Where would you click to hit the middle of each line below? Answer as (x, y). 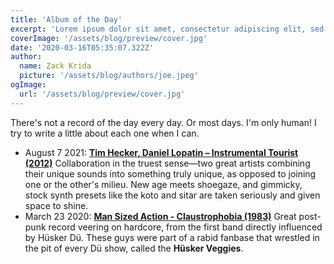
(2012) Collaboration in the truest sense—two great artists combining (167, 163)
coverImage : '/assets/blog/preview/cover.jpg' (109, 38)
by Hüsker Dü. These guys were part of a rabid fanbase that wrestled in (172, 237)
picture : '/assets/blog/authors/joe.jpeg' (109, 76)
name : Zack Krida (55, 66)
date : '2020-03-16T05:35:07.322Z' (82, 47)
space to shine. (56, 205)
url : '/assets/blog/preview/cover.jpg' (102, 94)
